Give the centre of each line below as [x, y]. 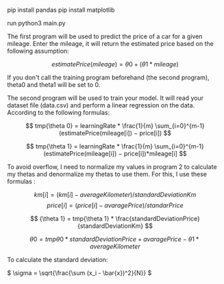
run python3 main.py [37, 23]
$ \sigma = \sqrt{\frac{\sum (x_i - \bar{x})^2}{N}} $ [79, 273]
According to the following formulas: [59, 113]
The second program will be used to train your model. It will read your [105, 98]
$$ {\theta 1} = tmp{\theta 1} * [72, 219]
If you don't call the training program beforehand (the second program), [109, 77]
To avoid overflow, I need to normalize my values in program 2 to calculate [112, 167]
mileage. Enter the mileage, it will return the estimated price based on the [110, 43]
